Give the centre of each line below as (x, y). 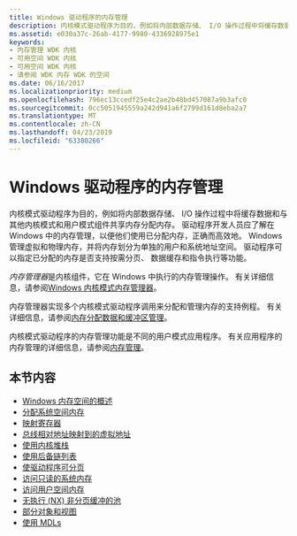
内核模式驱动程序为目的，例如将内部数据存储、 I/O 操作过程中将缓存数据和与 (148, 213)
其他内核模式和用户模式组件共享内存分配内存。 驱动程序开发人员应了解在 (142, 224)
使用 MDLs (42, 522)
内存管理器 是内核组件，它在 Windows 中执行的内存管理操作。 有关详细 (138, 276)
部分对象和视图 (49, 511)
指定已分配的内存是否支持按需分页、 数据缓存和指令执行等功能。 (134, 257)
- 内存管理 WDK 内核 (43, 50)
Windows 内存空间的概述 (67, 401)
